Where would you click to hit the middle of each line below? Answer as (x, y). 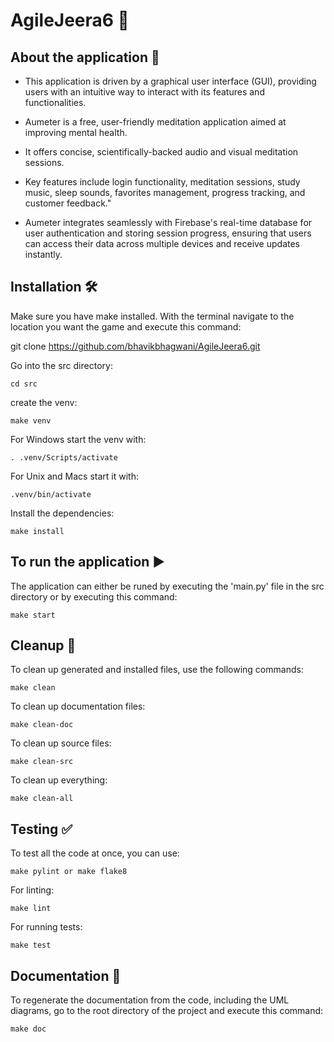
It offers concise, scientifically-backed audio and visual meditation (161, 152)
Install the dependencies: (62, 513)
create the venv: (44, 402)
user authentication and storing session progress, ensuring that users (168, 233)
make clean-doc (42, 725)
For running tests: (46, 927)
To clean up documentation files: (78, 706)
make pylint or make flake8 (69, 872)
